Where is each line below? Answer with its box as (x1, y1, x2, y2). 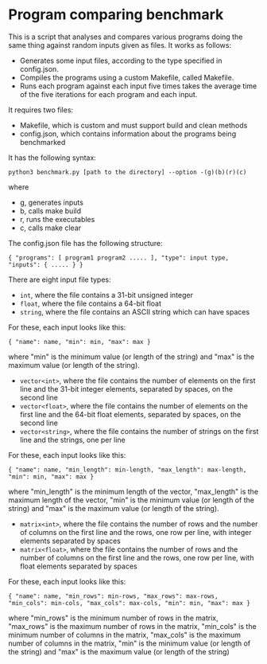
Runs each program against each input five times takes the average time (19, 81, 257, 91)
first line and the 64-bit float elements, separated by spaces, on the (19, 409, 242, 419)
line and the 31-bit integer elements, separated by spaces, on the (19, 384, 233, 393)
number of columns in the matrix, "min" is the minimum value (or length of (8, 639, 251, 648)
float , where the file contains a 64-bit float (19, 299, 161, 308)
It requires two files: (8, 105, 74, 115)
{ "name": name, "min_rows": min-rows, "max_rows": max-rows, (8, 592, 219, 600)
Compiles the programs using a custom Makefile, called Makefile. (19, 72, 234, 82)
